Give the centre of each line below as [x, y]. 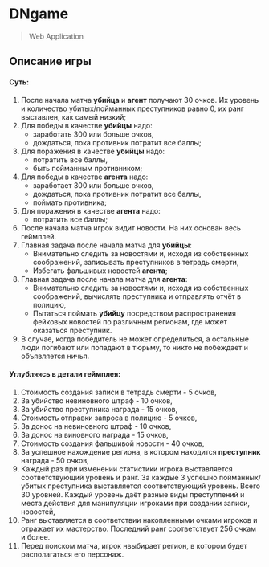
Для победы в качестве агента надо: [84, 177]
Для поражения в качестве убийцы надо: [93, 151]
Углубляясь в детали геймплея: [65, 374]
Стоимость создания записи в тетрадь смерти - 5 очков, [119, 392]
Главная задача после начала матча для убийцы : [106, 245]
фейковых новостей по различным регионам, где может [130, 321]
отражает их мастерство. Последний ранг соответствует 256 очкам [138, 528]
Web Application [56, 36]
